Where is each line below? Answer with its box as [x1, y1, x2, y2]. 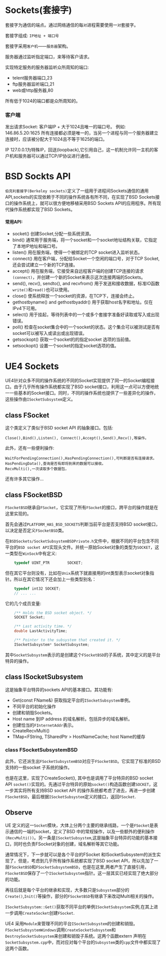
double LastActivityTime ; [14, 629, 68, 634]
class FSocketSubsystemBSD [5, 746, 78, 753]
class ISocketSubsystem [5, 673, 83, 681]
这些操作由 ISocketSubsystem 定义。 [5, 396, 76, 402]
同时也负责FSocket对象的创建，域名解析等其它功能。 [13, 841, 122, 847]
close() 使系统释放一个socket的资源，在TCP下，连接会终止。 [12, 293, 137, 299]
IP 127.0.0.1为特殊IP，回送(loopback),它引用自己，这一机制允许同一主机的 [5, 147, 154, 153]
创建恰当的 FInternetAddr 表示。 [12, 722, 76, 728]
